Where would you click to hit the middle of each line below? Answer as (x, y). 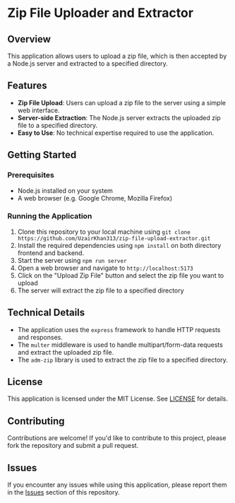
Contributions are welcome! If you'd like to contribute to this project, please (117, 438)
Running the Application (50, 216)
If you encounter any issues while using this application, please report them (117, 485)
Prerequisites (31, 175)
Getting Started (42, 155)
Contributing (36, 421)
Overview (29, 39)
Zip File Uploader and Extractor (101, 13)
